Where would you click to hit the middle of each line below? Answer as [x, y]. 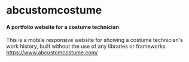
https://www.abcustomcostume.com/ [52, 53]
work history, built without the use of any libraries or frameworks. [87, 46]
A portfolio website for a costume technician [63, 27]
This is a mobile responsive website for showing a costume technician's [95, 40]
